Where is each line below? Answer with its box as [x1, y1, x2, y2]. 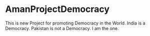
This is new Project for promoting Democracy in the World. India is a [5, 20, 145, 26]
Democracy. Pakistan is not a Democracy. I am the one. [5, 25, 119, 31]
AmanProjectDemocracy [5, 3, 110, 15]
